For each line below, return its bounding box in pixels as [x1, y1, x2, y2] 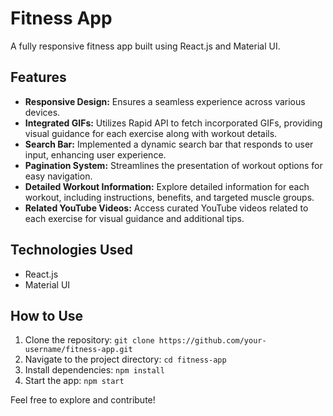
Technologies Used [10, 242, 133, 259]
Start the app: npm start [24, 375, 125, 387]
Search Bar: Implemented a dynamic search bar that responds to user [24, 138, 314, 150]
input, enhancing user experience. [24, 148, 167, 161]
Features [10, 69, 67, 86]
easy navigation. [24, 170, 93, 182]
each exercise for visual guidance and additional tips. [24, 212, 245, 224]
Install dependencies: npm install [24, 364, 165, 376]
